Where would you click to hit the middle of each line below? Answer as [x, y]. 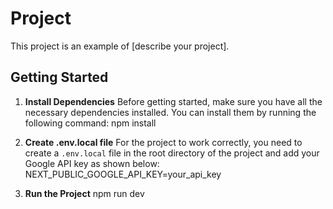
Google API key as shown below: [92, 163]
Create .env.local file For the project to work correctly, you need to [163, 142]
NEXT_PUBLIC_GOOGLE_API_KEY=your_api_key [123, 174]
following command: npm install [90, 123]
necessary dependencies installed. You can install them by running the [170, 112]
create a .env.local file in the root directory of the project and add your [172, 153]
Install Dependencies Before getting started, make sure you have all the [173, 101]
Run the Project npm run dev [84, 193]
